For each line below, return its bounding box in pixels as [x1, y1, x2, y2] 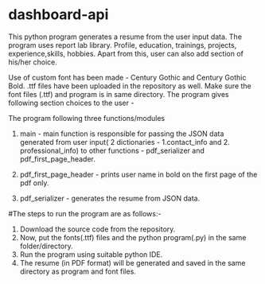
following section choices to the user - [8, 98, 134, 107]
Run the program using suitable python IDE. [19, 249, 163, 259]
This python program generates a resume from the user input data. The [8, 32, 243, 41]
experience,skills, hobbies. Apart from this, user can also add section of [8, 49, 244, 58]
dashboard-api [8, 6, 109, 24]
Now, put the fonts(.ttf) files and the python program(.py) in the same [19, 232, 247, 242]
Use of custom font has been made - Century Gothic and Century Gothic [8, 72, 247, 82]
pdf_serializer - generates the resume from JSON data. [19, 193, 201, 203]
